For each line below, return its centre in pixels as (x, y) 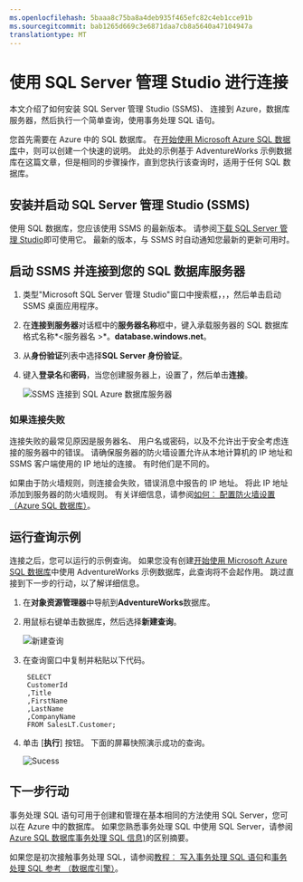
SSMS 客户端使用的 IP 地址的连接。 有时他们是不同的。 (112, 464)
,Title (39, 694)
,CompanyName (51, 717)
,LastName (45, 709)
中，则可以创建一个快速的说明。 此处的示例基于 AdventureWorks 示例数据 (155, 151)
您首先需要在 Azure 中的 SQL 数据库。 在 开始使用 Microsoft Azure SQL (141, 139)
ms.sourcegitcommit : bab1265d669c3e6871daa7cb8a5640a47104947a (131, 26)
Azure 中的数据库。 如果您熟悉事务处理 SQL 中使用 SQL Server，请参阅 (160, 826)
